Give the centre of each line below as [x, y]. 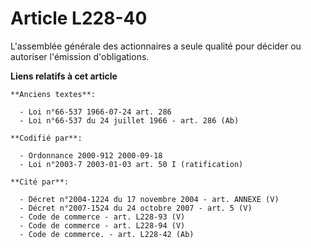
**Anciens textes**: [53, 94]
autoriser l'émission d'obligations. [80, 56]
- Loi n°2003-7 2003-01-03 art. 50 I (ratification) [131, 164]
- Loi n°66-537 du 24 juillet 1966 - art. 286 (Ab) [129, 120]
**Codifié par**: [46, 138]
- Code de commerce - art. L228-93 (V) [102, 217]
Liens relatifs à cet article [64, 76]
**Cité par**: [40, 182]
